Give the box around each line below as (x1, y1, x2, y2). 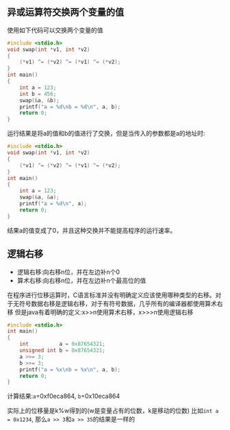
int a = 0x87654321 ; (19, 341, 106, 348)
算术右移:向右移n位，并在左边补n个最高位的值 (16, 276, 146, 284)
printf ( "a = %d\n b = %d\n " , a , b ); (19, 103, 121, 110)
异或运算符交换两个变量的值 (7, 6, 125, 18)
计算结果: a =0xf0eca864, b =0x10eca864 (7, 392, 120, 401)
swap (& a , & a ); (19, 194, 60, 201)
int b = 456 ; (19, 90, 57, 97)
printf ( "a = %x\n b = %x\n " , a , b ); (19, 366, 121, 373)
